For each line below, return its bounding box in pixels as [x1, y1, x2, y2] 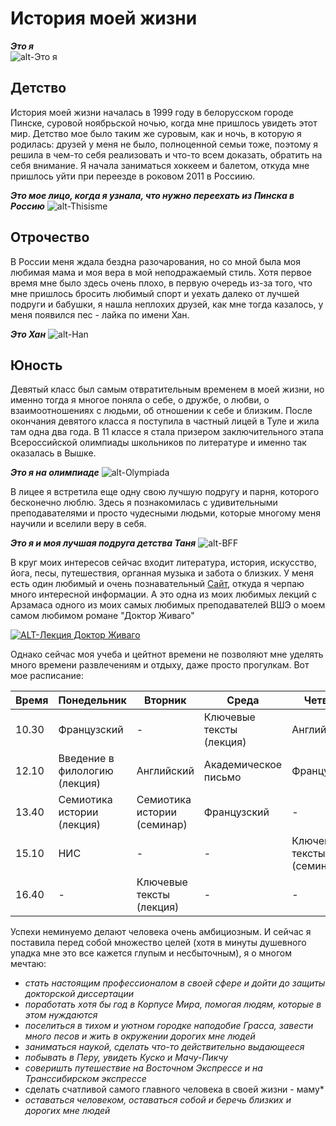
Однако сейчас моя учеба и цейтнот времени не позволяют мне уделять [10, 648, 324, 661]
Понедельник [58, 693, 127, 707]
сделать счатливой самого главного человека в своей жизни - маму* [24, 1083, 325, 1096]
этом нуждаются [24, 1009, 98, 1021]
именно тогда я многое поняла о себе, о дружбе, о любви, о [10, 394, 270, 406]
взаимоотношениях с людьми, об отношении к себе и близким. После [10, 405, 313, 417]
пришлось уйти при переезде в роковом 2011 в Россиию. [10, 170, 256, 182]
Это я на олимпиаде [10, 467, 100, 479]
